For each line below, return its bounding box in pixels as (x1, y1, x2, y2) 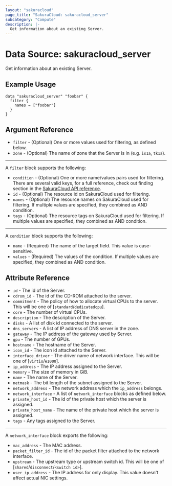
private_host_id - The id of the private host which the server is (12, 396, 147, 402)
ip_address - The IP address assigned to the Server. (12, 363, 122, 369)
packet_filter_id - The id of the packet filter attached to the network (12, 448, 160, 454)
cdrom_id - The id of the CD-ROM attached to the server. (12, 292, 132, 299)
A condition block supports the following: (5, 233, 93, 239)
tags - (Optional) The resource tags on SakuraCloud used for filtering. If (12, 213, 164, 219)
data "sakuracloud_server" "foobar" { (5, 94, 88, 99)
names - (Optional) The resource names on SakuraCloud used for (12, 196, 149, 202)
